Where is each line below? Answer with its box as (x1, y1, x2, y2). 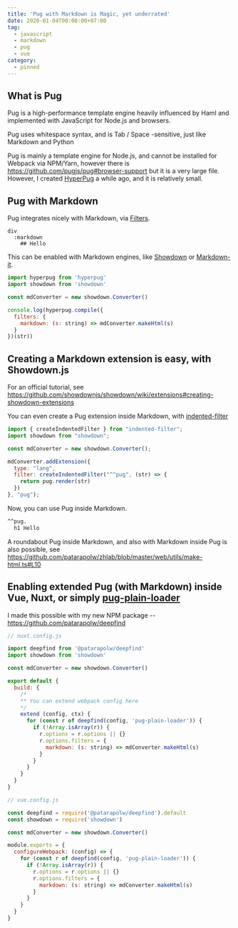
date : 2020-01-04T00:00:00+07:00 (7, 17, 107, 24)
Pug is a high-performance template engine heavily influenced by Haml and (7, 108, 229, 118)
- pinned (14, 63, 40, 71)
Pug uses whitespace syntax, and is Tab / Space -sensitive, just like (7, 130, 207, 139)
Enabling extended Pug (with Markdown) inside (7, 581, 222, 593)
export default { (7, 678, 59, 685)
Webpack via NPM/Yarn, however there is (7, 159, 130, 168)
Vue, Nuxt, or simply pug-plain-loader (7, 592, 180, 604)
